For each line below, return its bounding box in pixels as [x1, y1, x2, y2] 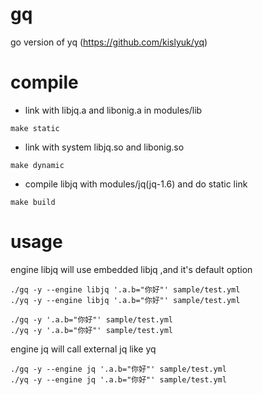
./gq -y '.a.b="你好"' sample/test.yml [10, 314, 174, 325]
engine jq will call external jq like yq [10, 343, 157, 355]
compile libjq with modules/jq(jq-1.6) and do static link [24, 178, 248, 190]
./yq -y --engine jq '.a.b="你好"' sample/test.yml [10, 374, 227, 385]
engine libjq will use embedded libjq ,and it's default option [10, 263, 253, 275]
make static [10, 123, 60, 133]
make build [10, 197, 56, 207]
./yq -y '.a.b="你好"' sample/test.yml [10, 325, 174, 335]
